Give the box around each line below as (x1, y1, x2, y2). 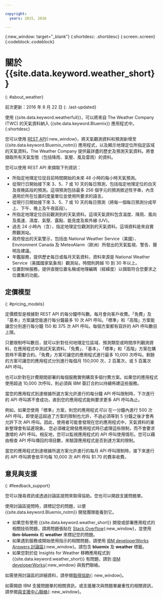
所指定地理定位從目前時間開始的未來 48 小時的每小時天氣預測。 (12, 175, 139, 181)
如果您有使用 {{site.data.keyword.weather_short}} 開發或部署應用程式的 (12, 520, 155, 526)
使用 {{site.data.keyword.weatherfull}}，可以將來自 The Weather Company (5, 115, 154, 121)
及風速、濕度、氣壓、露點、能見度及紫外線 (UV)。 (12, 217, 113, 224)
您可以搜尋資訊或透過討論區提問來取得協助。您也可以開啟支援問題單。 (5, 493, 146, 499)
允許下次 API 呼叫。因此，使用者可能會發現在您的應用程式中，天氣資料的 (5, 419, 150, 425)
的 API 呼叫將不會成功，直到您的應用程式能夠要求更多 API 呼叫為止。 (5, 397, 143, 403)
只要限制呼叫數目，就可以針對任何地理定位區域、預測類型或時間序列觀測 (5, 340, 149, 346)
